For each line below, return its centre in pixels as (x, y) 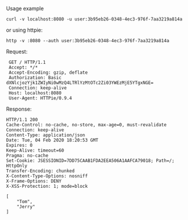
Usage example (25, 8)
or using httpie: (24, 30)
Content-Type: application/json (46, 135)
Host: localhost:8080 (35, 93)
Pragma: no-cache (27, 156)
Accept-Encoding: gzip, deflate (48, 73)
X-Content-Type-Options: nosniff (47, 176)
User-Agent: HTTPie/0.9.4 (40, 98)
